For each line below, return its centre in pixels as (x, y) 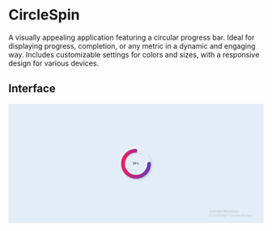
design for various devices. (54, 63)
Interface (32, 89)
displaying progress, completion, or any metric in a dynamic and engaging (132, 45)
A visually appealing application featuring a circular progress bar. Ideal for (132, 37)
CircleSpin (44, 15)
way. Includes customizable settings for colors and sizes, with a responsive (134, 54)
